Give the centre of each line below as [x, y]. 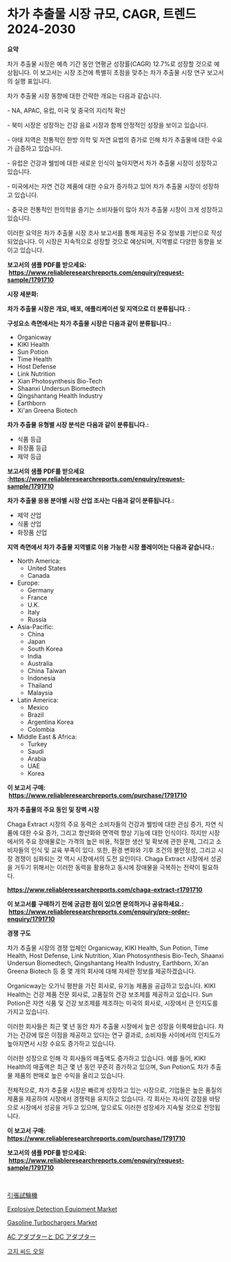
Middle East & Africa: [47, 737]
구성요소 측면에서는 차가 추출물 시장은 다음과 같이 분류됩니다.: [89, 323]
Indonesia [41, 678]
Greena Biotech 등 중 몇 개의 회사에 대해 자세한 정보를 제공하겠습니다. [102, 971]
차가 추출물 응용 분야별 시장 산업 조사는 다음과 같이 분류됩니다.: [91, 500]
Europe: [28, 583]
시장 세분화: [23, 294]
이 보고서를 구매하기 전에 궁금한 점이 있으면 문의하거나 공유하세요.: [96, 903]
